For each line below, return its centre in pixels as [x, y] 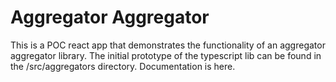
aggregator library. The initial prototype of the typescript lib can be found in [166, 55]
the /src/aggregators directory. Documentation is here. [123, 66]
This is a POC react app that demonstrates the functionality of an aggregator [168, 45]
